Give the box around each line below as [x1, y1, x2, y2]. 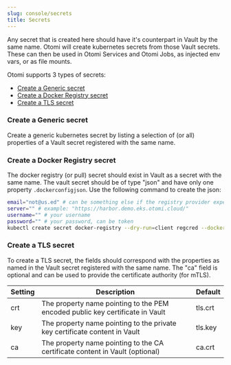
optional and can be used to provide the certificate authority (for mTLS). [7, 270, 211, 279]
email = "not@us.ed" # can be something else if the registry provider [7, 199, 211, 206]
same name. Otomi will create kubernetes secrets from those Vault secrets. [7, 43, 221, 51]
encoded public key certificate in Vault [41, 307, 166, 316]
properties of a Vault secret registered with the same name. [7, 138, 176, 146]
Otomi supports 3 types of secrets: [7, 70, 107, 79]
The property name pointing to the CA [41, 338, 164, 347]
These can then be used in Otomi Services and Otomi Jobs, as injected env [7, 49, 221, 58]
